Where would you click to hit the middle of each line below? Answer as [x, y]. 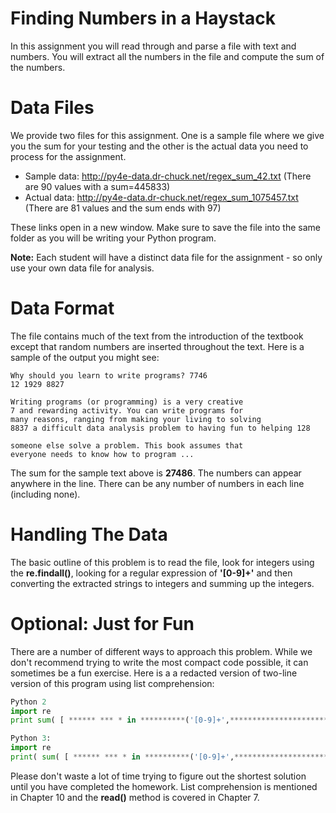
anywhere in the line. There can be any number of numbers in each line [157, 483]
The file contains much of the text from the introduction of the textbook [157, 336]
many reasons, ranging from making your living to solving [136, 419]
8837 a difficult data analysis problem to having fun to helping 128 [160, 428]
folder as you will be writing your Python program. [113, 238]
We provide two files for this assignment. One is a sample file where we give [167, 135]
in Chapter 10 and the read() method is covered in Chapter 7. [135, 797]
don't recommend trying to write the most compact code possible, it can [159, 662]
